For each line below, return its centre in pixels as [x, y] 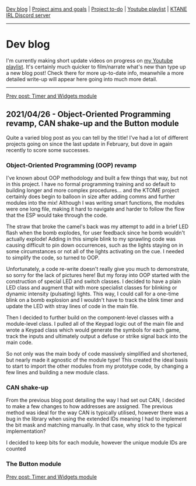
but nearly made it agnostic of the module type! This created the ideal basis [97, 360]
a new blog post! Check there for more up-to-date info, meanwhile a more [95, 73]
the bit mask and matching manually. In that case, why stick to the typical [94, 425]
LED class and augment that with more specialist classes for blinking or [92, 288]
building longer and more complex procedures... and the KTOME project [92, 191]
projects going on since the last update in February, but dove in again [89, 144]
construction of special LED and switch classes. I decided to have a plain [94, 281]
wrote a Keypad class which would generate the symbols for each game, [93, 330]
